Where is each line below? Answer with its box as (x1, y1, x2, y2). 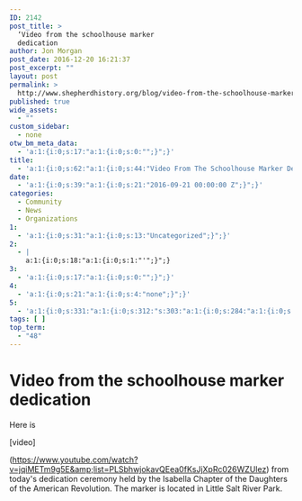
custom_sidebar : (9, 123, 70, 132)
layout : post (9, 72, 58, 81)
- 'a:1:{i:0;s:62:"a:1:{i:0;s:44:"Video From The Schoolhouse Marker (17, 164, 283, 173)
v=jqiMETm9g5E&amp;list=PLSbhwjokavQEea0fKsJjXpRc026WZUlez (9, 463, 267, 474)
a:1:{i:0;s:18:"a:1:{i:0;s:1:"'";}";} (25, 256, 171, 266)
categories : (9, 189, 54, 198)
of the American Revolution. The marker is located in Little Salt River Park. (9, 483, 283, 494)
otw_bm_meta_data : (9, 139, 78, 148)
